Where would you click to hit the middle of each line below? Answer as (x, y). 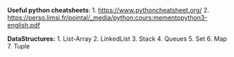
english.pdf (24, 25)
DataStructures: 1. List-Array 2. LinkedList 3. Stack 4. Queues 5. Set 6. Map (117, 39)
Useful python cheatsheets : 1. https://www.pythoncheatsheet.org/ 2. (108, 10)
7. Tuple (19, 46)
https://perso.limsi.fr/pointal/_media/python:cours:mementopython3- (107, 18)
